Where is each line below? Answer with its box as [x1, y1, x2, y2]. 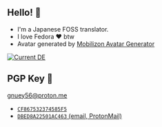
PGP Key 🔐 [7, 73, 53, 84]
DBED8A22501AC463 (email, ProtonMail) [17, 111, 123, 120]
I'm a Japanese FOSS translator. [17, 25, 109, 33]
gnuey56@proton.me [7, 91, 68, 100]
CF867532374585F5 [17, 106, 68, 113]
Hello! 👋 [7, 7, 41, 19]
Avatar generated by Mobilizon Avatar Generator [17, 39, 155, 48]
